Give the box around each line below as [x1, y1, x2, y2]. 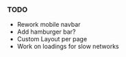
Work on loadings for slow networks [16, 43, 119, 51]
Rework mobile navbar [16, 21, 81, 29]
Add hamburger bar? [16, 27, 76, 36]
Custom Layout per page [16, 35, 88, 43]
